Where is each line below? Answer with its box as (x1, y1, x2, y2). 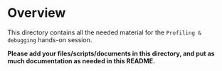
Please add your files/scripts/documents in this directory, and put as (7, 49, 215, 58)
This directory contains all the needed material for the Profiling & (7, 28, 201, 37)
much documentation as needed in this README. (7, 56, 155, 65)
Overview (7, 5, 66, 21)
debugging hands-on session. (7, 35, 92, 44)
